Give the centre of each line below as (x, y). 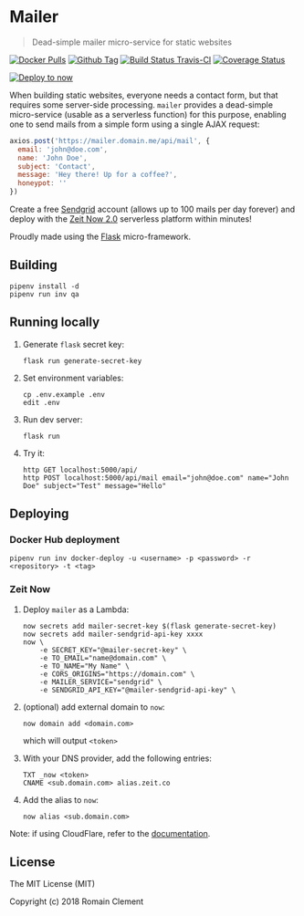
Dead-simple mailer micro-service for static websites (132, 42)
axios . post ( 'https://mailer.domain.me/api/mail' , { (110, 141)
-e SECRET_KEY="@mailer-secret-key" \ (113, 650)
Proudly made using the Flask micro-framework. (100, 237)
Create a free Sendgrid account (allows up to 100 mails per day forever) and (152, 209)
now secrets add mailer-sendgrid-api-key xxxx (113, 634)
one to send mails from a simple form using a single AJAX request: (135, 124)
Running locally (55, 323)
